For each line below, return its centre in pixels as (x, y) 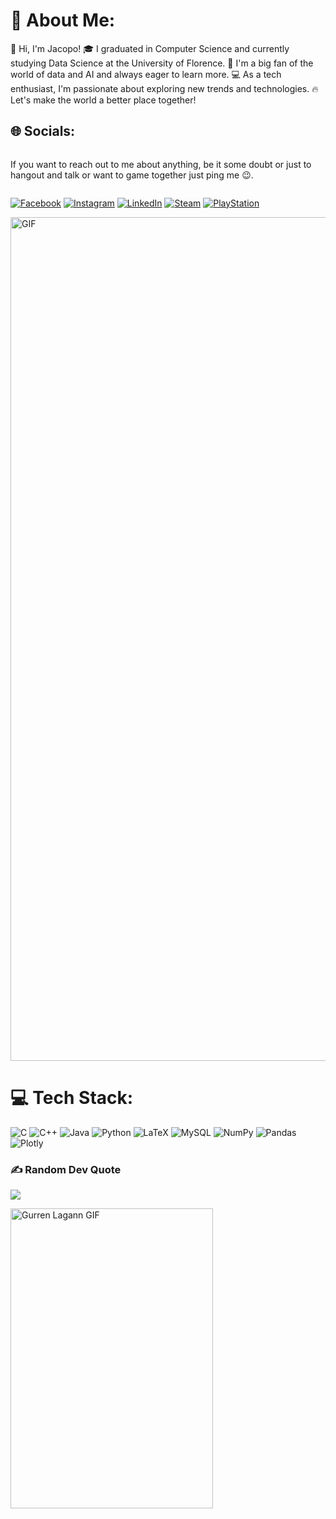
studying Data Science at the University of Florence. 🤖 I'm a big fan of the (162, 63)
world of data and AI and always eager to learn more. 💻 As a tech (146, 74)
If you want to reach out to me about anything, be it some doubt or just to (161, 164)
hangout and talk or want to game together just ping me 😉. (132, 175)
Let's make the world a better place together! (103, 100)
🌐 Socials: (43, 131)
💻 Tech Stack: (72, 1097)
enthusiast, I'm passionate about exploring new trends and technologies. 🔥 (164, 88)
